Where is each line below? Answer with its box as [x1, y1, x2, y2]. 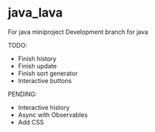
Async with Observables [17, 111, 89, 119]
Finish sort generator [17, 69, 78, 77]
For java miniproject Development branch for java [8, 28, 148, 36]
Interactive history [17, 103, 70, 111]
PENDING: [8, 90, 37, 98]
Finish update [17, 62, 57, 70]
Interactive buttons [17, 76, 72, 84]
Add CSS [17, 117, 44, 126]
